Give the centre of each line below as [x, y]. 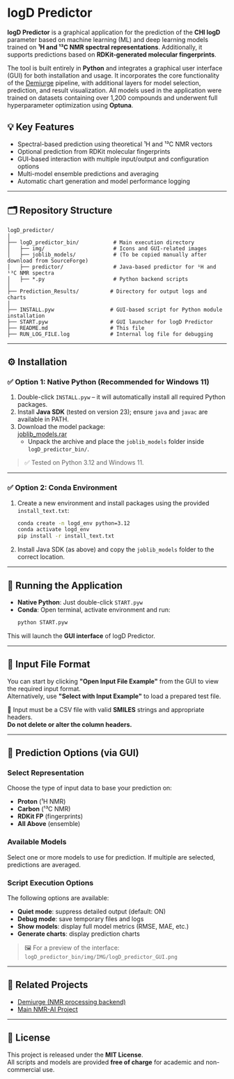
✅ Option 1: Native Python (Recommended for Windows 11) [108, 382]
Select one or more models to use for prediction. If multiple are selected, [111, 857]
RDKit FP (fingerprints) [50, 816]
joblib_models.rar [42, 434]
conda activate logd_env [53, 530]
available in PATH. [43, 419]
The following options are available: [58, 898]
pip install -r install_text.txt [66, 536]
